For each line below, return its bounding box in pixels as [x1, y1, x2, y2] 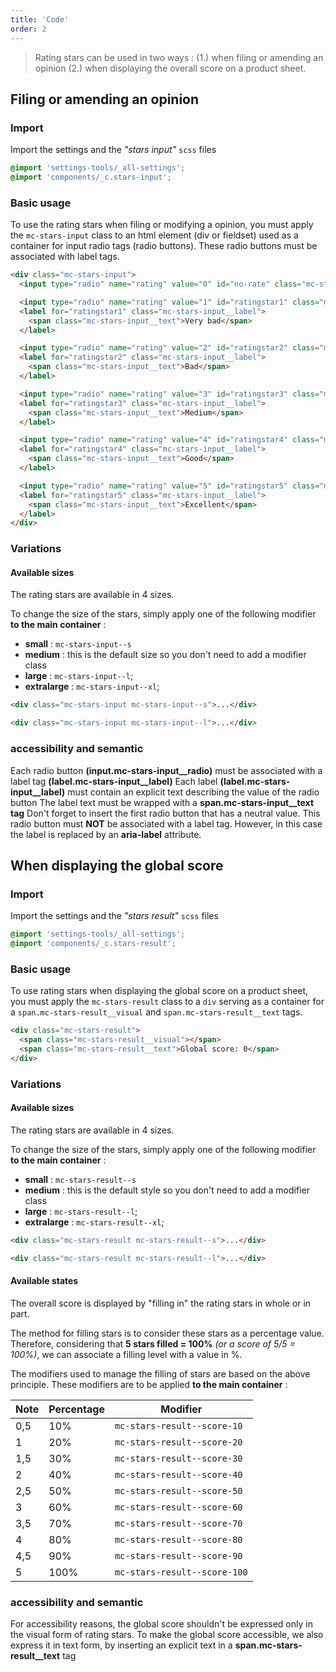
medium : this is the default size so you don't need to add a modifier [24, 649, 307, 661]
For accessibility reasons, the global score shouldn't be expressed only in [10, 1618, 313, 1630]
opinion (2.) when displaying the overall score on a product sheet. [34, 62, 307, 74]
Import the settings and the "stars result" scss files [10, 910, 219, 922]
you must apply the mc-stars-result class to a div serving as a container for [10, 996, 325, 1008]
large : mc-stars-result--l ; [24, 1205, 138, 1217]
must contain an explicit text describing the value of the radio [67, 786, 320, 798]
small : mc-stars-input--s [24, 638, 132, 650]
